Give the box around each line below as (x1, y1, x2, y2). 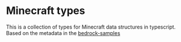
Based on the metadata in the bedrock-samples (6, 29, 121, 36)
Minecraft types (6, 4, 86, 17)
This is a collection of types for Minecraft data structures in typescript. (6, 23, 176, 30)
